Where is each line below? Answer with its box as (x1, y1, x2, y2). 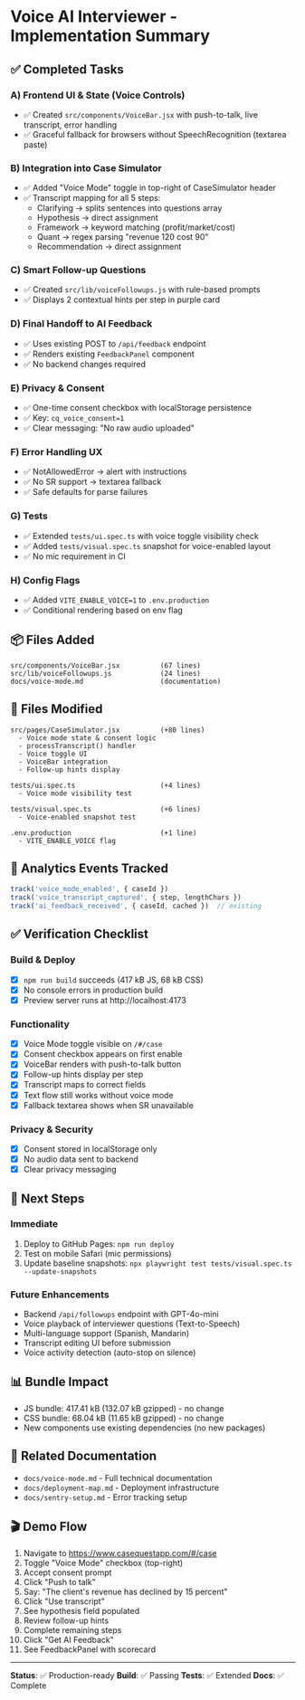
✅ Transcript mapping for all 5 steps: (23, 193, 161, 204)
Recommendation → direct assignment (36, 242, 182, 252)
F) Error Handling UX (10, 445, 103, 458)
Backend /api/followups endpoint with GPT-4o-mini (23, 1309, 220, 1320)
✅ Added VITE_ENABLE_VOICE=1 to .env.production (23, 594, 210, 605)
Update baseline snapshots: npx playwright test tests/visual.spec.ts (23, 1258, 292, 1268)
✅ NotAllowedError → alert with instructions (23, 466, 187, 477)
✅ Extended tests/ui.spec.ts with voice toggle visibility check (23, 530, 259, 541)
